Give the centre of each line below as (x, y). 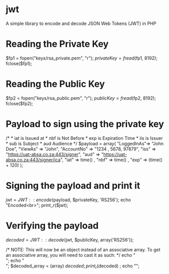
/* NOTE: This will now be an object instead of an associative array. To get (83, 250)
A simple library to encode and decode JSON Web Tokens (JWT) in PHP (81, 23)
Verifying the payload (52, 225)
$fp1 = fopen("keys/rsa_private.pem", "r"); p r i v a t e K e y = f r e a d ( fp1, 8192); (82, 58)
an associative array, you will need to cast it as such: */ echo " (71, 255)
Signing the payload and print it (73, 185)
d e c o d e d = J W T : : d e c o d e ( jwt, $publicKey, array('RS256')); (70, 239)
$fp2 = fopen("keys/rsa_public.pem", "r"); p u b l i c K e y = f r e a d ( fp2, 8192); (81, 98)
